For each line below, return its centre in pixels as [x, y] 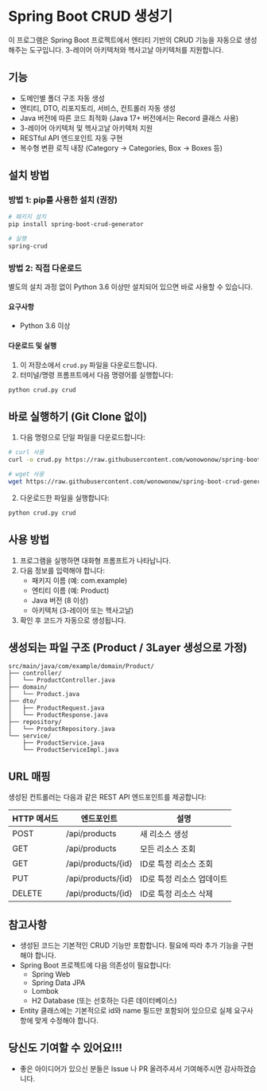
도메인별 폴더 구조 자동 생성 [62, 98]
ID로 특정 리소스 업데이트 [184, 879]
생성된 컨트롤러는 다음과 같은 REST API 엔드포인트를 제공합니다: [107, 797]
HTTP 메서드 [35, 819]
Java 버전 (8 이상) [60, 600]
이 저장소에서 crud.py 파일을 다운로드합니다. [88, 365]
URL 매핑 [29, 776]
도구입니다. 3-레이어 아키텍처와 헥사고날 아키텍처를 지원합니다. [126, 49]
